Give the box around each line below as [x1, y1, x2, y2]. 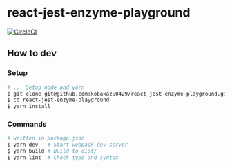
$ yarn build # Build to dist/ [7, 148, 97, 155]
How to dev [7, 48, 57, 59]
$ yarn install [7, 103, 51, 110]
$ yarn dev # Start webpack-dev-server [7, 141, 128, 149]
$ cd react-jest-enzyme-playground [7, 96, 110, 104]
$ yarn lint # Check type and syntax [7, 154, 119, 161]
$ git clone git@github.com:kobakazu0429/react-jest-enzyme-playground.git [7, 90, 230, 97]
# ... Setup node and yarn [7, 84, 85, 91]
